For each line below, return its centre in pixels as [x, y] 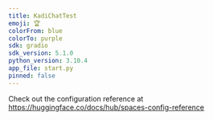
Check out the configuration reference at [76, 98]
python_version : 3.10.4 [48, 61]
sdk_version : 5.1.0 [41, 53]
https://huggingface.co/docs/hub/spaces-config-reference [106, 107]
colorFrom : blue [35, 31]
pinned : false [32, 76]
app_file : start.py [41, 68]
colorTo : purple [35, 38]
